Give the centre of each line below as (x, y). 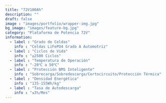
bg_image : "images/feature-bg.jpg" (42, 28)
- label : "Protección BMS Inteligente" (52, 70)
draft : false (19, 19)
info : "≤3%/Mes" (32, 93)
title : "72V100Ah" (24, 10)
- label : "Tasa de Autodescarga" (45, 88)
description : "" (22, 14)
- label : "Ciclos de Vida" (39, 51)
